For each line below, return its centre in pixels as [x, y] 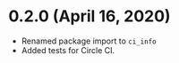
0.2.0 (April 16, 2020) [89, 16]
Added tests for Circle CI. [68, 50]
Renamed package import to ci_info [89, 41]
